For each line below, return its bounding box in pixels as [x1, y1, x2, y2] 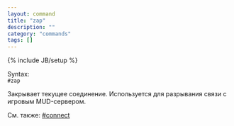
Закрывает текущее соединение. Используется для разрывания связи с [7, 90, 227, 98]
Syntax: [7, 70, 30, 79]
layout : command [7, 10, 55, 18]
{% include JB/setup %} [7, 56, 78, 64]
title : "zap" [7, 17, 46, 24]
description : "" [7, 23, 55, 30]
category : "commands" [7, 30, 72, 38]
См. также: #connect [7, 111, 70, 120]
